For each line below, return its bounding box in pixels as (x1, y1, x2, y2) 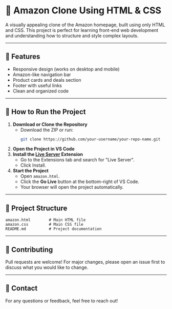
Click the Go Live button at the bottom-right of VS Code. (20, 178, 140, 185)
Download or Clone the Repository (12, 121, 88, 128)
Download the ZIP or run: (20, 126, 73, 133)
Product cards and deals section (12, 77, 81, 83)
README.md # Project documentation (5, 226, 102, 232)
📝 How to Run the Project (5, 107, 86, 116)
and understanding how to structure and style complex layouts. (5, 32, 139, 39)
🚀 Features (5, 52, 40, 61)
